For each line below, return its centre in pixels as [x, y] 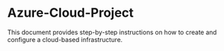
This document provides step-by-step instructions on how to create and [112, 32]
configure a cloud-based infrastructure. [65, 39]
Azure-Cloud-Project [71, 13]
